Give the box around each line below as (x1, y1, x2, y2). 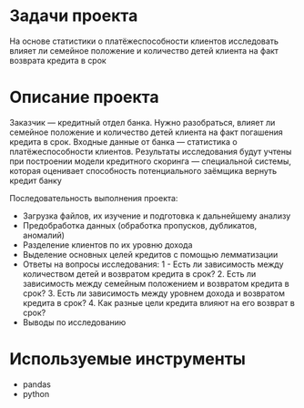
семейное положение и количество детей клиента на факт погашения (9, 127, 284, 138)
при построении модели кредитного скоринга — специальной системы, (9, 156, 292, 167)
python (22, 388, 50, 399)
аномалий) (22, 229, 66, 240)
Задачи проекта (9, 5, 138, 26)
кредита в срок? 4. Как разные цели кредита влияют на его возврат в (22, 297, 296, 308)
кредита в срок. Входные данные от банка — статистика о (9, 136, 238, 147)
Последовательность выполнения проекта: (9, 192, 178, 203)
